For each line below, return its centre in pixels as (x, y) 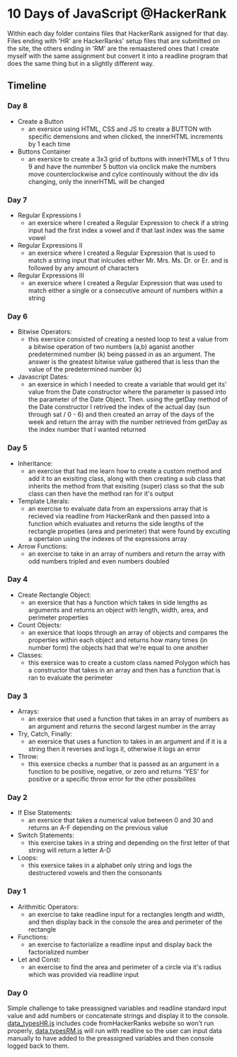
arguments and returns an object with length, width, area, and (118, 610)
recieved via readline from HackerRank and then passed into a (119, 516)
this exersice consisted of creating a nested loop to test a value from (128, 339)
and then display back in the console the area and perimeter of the (125, 922)
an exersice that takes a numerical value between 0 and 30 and (121, 821)
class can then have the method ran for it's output (101, 493)
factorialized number (58, 952)
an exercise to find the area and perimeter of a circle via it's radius (125, 967)
